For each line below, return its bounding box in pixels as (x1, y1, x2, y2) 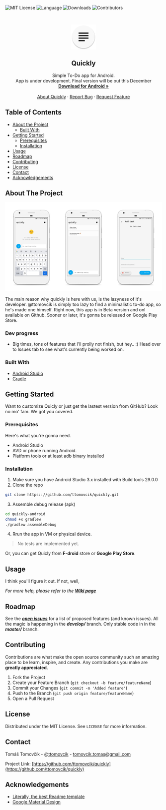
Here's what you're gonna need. (5, 432, 71, 438)
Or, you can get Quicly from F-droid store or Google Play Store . (5, 550, 136, 557)
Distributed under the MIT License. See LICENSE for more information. (5, 723, 147, 729)
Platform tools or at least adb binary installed (12, 453, 104, 459)
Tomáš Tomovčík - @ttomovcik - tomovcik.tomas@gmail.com (5, 751, 131, 757)
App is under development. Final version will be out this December (15, 77, 152, 83)
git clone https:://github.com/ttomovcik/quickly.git (5, 492, 119, 497)
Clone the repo (12, 482, 43, 488)
